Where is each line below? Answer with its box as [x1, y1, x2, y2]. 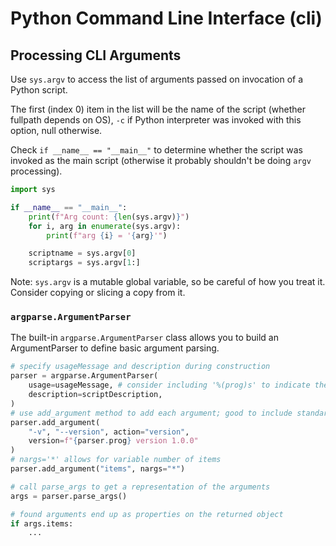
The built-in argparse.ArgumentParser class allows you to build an [10, 332, 279, 344]
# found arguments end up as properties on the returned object [10, 509, 284, 519]
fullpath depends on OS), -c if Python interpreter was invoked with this [10, 114, 302, 126]
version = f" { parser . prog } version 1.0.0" [28, 436, 199, 446]
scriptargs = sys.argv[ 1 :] [28, 258, 141, 268]
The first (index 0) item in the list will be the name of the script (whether [10, 103, 306, 115]
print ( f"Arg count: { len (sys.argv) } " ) [28, 212, 190, 222]
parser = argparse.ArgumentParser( [10, 371, 159, 381]
